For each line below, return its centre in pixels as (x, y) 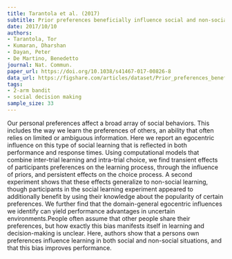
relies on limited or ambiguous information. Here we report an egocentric (111, 137)
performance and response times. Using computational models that (103, 152)
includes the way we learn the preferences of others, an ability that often (110, 130)
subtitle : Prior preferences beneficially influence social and (101, 20)
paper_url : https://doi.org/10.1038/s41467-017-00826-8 (89, 71)
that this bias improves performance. (59, 248)
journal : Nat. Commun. (40, 65)
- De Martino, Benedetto (43, 59)
